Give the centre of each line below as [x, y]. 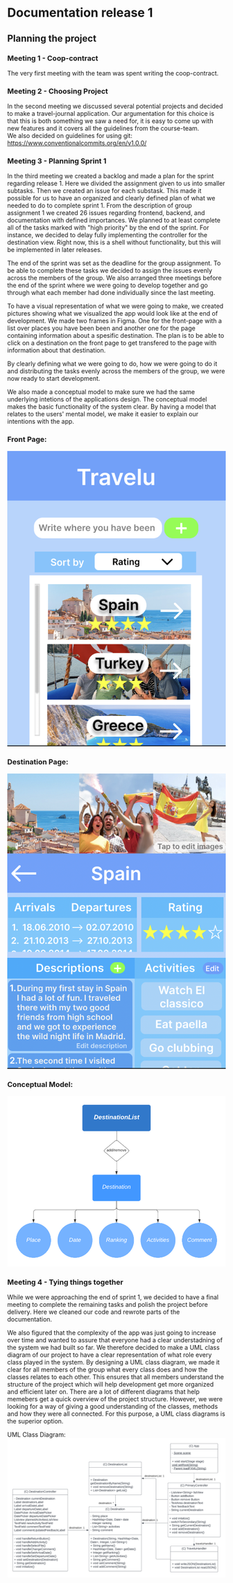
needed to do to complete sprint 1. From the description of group [100, 205]
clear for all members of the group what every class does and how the [107, 1370]
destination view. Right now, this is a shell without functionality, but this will [114, 242]
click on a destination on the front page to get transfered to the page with [112, 343]
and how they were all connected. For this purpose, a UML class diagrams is [116, 1414]
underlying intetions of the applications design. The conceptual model [107, 400]
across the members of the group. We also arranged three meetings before [114, 278]
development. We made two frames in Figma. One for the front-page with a [114, 321]
